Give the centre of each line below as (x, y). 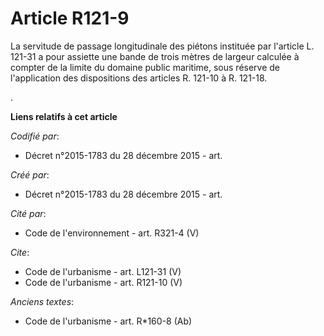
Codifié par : (35, 136)
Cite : (20, 252)
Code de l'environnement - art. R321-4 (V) (112, 233)
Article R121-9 (70, 18)
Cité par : (28, 213)
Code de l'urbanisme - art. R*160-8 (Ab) (108, 321)
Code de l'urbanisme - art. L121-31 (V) (103, 271)
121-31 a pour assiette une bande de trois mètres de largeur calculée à (155, 56)
